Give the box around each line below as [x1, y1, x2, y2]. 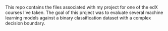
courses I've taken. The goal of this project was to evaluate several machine [5, 9, 163, 15]
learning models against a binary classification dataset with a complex [5, 15, 151, 20]
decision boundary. [5, 20, 45, 26]
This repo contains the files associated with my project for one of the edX [5, 4, 158, 10]
